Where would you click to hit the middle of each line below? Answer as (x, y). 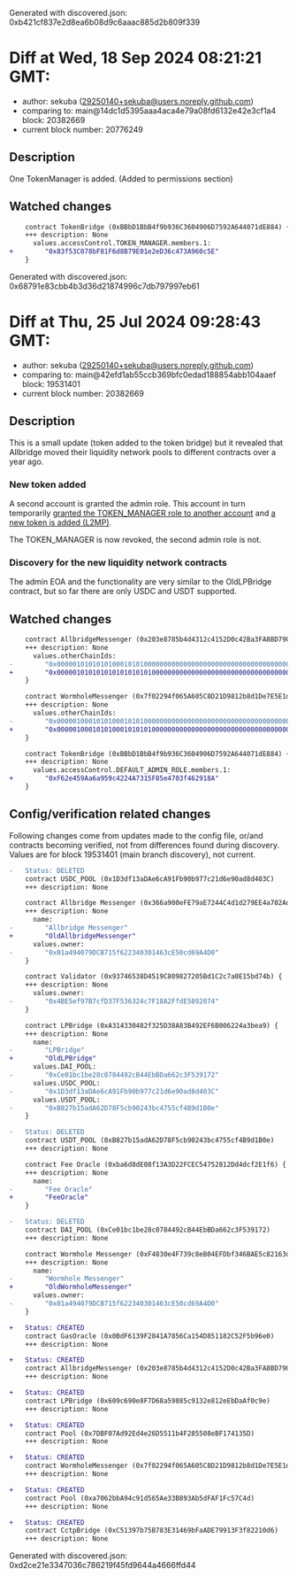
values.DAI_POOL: (65, 1067)
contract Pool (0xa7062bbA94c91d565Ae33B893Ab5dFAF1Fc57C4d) (140, 1498)
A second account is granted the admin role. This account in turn (127, 503)
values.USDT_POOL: (66, 1100)
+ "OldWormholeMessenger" (71, 1287)
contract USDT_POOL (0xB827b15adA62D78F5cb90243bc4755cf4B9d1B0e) (150, 1140)
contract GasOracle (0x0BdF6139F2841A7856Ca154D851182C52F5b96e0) (150, 1336)
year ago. (27, 461)
